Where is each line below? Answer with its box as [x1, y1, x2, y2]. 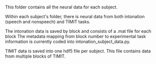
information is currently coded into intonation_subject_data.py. [5, 39, 131, 44]
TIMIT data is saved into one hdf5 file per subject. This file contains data [5, 48, 151, 54]
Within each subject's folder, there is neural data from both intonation [5, 14, 145, 19]
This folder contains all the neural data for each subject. [5, 4, 118, 10]
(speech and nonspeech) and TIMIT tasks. [5, 19, 90, 24]
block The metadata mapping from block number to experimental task [5, 34, 146, 39]
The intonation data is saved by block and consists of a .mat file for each [5, 28, 152, 34]
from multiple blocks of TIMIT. [5, 53, 66, 59]
